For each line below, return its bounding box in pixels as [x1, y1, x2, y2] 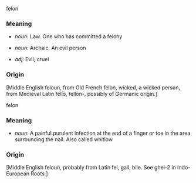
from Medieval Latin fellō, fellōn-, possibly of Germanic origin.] [6, 90, 158, 97]
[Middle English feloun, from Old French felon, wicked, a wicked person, [6, 84, 181, 91]
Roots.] [31, 170, 48, 177]
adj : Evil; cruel [14, 56, 49, 63]
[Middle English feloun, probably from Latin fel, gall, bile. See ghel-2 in [6, 164, 176, 171]
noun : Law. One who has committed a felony [14, 33, 123, 40]
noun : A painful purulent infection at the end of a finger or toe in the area [14, 129, 191, 137]
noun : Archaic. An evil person [14, 44, 86, 52]
